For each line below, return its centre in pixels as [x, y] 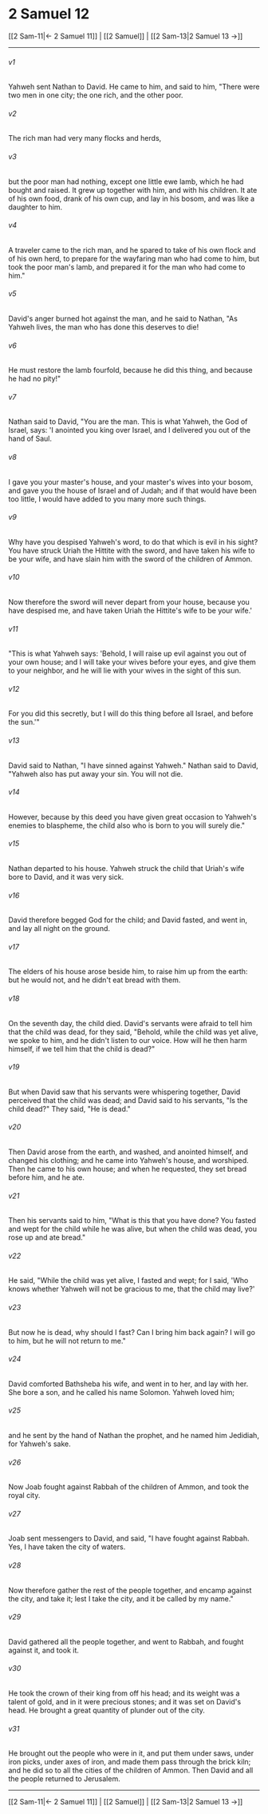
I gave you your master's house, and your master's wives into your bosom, [131, 481]
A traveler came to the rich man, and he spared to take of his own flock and [132, 250]
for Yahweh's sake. [40, 1444]
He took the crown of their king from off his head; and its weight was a [124, 1693]
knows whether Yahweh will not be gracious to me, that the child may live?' [132, 1289]
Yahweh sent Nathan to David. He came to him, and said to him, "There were [134, 87]
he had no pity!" [35, 379]
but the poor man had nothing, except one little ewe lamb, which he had [126, 182]
